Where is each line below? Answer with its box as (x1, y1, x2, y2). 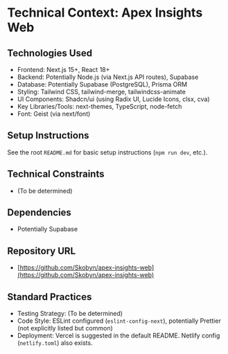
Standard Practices (7, 291, 92, 303)
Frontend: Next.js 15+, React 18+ (17, 66, 110, 73)
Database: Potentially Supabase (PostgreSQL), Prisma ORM (17, 80, 188, 88)
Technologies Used (7, 47, 92, 59)
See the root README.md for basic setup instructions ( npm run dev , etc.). (7, 148, 208, 157)
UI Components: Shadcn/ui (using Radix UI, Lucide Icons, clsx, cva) (17, 95, 210, 103)
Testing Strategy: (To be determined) (17, 310, 123, 318)
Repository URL (7, 245, 76, 257)
